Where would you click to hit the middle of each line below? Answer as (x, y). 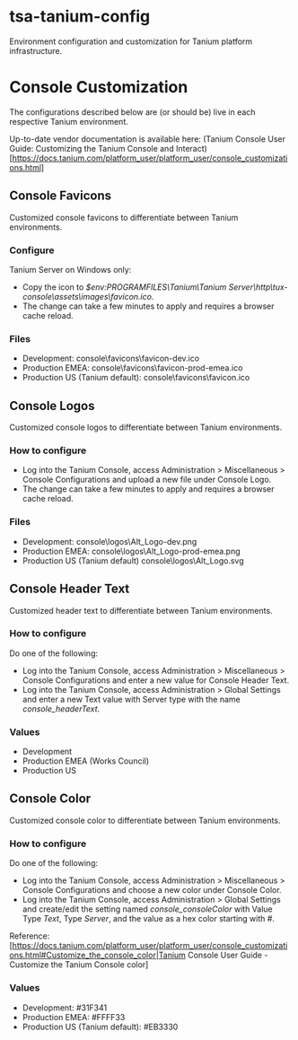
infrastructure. (36, 50)
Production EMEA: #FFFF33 (74, 1017)
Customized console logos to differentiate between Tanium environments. (146, 427)
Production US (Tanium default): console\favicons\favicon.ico (136, 378)
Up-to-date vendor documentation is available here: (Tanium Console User (147, 139)
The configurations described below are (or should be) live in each (132, 112)
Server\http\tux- (258, 287)
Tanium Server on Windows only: (70, 269)
